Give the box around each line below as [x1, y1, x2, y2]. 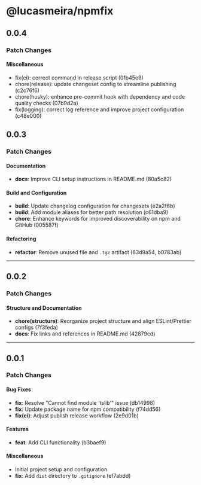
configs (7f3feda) [14, 324, 59, 331]
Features [6, 426, 29, 433]
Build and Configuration [6, 189, 67, 196]
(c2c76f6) [14, 87, 40, 94]
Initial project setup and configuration [14, 466, 108, 473]
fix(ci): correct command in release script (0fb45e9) [14, 74, 144, 81]
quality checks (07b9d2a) [14, 99, 79, 106]
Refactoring [6, 235, 36, 243]
